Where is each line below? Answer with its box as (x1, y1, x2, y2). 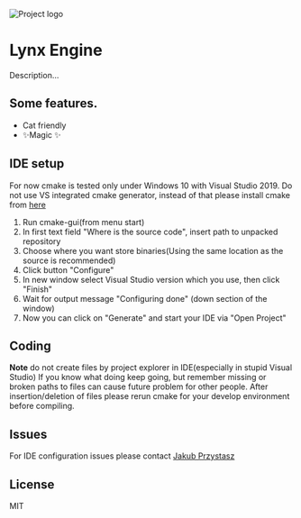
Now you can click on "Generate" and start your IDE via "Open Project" (22, 312, 287, 323)
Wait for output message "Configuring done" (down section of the (22, 293, 268, 304)
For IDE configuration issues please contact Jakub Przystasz (9, 450, 235, 461)
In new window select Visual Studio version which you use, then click (22, 274, 280, 285)
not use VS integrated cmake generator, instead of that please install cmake (9, 189, 291, 200)
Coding (9, 338, 51, 353)
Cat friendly (22, 120, 67, 131)
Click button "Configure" (22, 264, 114, 275)
